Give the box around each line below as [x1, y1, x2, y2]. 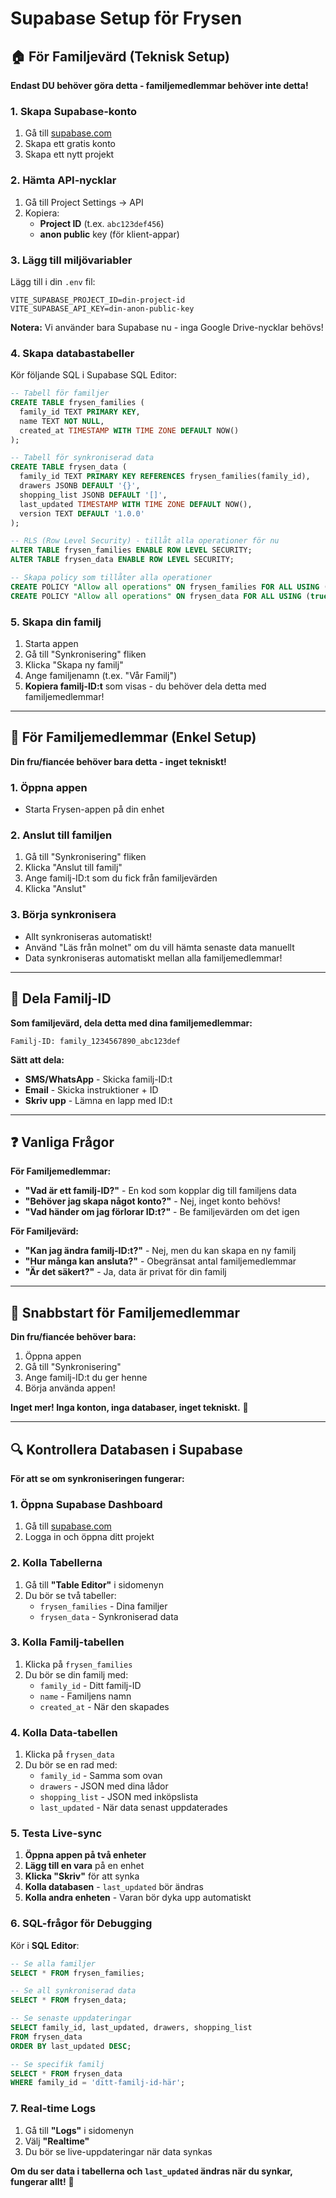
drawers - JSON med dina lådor [39, 1780, 169, 1792]
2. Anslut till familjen [10, 828, 113, 842]
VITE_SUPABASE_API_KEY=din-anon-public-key [10, 303, 195, 314]
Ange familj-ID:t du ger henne [24, 1372, 148, 1384]
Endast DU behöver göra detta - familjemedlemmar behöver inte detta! [10, 80, 309, 91]
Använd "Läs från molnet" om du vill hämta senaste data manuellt [24, 941, 295, 953]
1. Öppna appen [10, 780, 88, 794]
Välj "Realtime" [24, 2135, 90, 2147]
